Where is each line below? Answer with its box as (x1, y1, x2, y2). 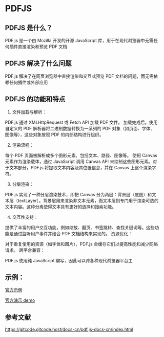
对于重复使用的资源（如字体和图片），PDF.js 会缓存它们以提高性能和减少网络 (5, 241, 158, 247)
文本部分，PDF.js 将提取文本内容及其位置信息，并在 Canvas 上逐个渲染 (9, 164, 152, 170)
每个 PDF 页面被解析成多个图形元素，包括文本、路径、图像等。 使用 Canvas (5, 152, 158, 158)
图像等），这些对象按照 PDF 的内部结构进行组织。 (5, 132, 104, 137)
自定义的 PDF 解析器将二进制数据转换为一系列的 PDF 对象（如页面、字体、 (5, 125, 155, 131)
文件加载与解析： (12, 109, 47, 115)
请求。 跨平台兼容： (5, 247, 45, 253)
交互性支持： (12, 214, 38, 220)
